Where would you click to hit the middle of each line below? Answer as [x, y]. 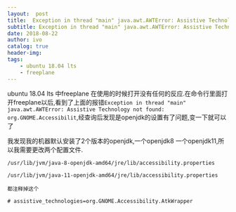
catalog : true [28, 46]
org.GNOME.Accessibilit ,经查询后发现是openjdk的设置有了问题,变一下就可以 [117, 117]
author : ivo [25, 40]
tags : [15, 60]
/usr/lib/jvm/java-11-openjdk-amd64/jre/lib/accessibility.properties [113, 175]
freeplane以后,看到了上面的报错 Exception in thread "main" [99, 102]
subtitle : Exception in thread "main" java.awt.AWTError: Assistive [110, 27]
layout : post [28, 14]
